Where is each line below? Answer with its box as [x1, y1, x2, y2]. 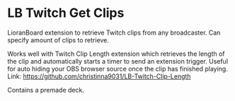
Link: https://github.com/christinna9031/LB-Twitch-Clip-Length [7, 72, 191, 81]
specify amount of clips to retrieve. [7, 35, 110, 44]
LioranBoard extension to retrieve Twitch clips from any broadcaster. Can [7, 28, 221, 37]
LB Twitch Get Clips [7, 5, 125, 21]
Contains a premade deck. [7, 85, 85, 94]
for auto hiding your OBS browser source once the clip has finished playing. [7, 64, 228, 73]
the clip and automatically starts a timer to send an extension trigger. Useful [7, 57, 229, 65]
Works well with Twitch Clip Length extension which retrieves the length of [7, 49, 225, 58]
